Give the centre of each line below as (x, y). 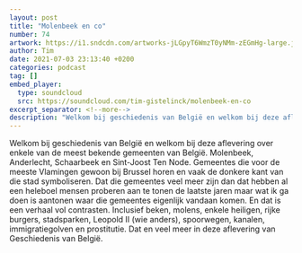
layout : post (34, 17)
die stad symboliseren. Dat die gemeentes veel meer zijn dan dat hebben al (149, 181)
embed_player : (36, 84)
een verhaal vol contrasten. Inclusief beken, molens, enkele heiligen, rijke (145, 210)
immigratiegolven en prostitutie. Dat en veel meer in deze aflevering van (142, 229)
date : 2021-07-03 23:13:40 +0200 (72, 59)
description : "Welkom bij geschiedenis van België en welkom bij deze (144, 118)
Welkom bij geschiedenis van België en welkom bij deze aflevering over (142, 144)
